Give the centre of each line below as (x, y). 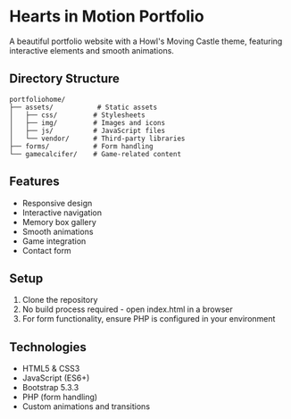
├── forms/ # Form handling (81, 146)
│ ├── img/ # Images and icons (87, 122)
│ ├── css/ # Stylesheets (77, 115)
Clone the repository (60, 300)
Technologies (48, 347)
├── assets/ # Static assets (83, 107)
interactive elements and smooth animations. (91, 50)
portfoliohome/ (37, 99)
